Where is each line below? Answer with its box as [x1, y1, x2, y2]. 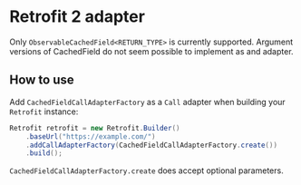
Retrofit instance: [9, 106, 79, 117]
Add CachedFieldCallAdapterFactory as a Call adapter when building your [9, 96, 286, 107]
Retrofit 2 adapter [9, 6, 145, 27]
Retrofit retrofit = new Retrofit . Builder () [9, 123, 180, 132]
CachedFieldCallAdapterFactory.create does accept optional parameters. [9, 165, 284, 176]
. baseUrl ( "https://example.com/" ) [25, 131, 156, 141]
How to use [9, 73, 74, 88]
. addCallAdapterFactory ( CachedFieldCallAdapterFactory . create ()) [25, 141, 278, 150]
